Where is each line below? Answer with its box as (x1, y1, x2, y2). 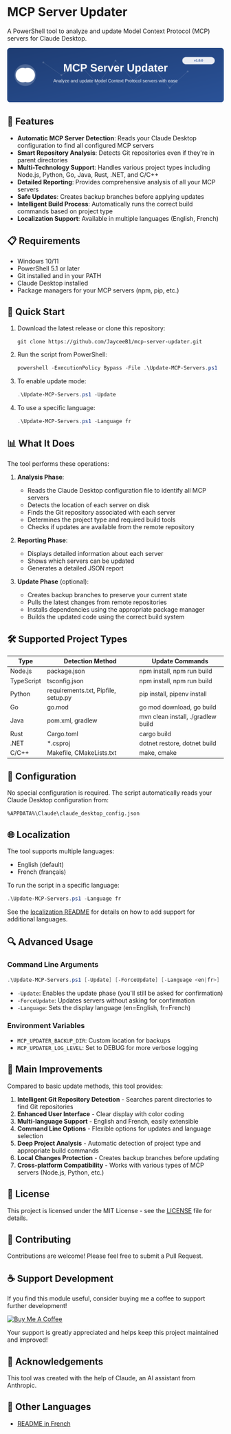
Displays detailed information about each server (27, 549, 164, 557)
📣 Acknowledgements (7, 1356, 104, 1367)
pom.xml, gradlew (47, 716, 98, 725)
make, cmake (139, 749, 177, 757)
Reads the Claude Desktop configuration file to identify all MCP (27, 486, 206, 494)
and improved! (7, 1336, 48, 1344)
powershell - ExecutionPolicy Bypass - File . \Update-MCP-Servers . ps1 (16, 365, 218, 372)
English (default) (16, 861, 64, 869)
